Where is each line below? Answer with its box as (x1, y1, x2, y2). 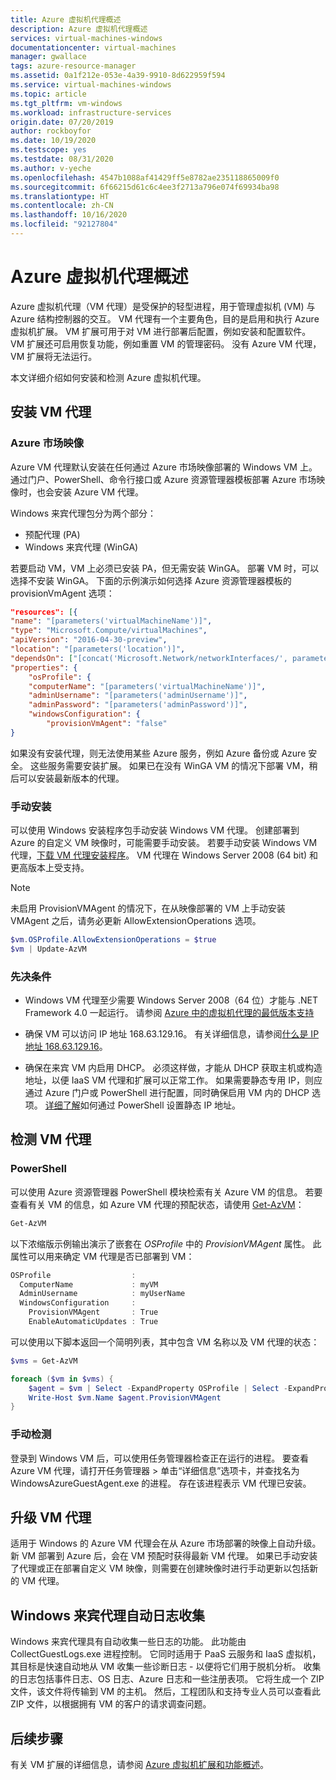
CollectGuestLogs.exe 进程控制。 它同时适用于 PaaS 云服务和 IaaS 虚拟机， (10, 1648, 322, 1660)
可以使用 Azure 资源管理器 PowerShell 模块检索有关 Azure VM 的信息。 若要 (10, 1186, 323, 1198)
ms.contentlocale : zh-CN (10, 201, 114, 211)
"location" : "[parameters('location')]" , (10, 644, 186, 654)
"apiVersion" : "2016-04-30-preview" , (10, 635, 168, 645)
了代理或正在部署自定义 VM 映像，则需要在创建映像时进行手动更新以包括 (10, 1562, 310, 1575)
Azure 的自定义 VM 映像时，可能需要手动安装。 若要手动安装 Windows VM (10, 837, 318, 849)
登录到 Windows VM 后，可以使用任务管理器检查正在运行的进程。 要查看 (10, 1452, 310, 1464)
